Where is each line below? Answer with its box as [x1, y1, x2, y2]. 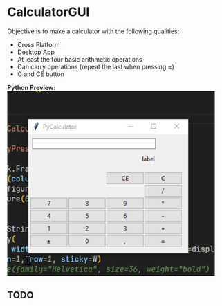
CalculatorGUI [7, 4, 90, 20]
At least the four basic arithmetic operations [17, 55, 143, 63]
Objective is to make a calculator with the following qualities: [7, 27, 180, 35]
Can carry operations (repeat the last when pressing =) [17, 62, 174, 71]
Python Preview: [7, 83, 56, 91]
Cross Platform [17, 40, 60, 48]
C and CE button [17, 70, 64, 78]
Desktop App [17, 48, 55, 56]
